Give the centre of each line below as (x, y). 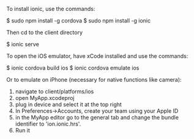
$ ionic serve (23, 44)
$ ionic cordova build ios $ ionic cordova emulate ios (73, 68)
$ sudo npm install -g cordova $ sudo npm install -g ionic (79, 20)
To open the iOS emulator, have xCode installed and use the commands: (97, 56)
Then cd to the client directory (45, 32)
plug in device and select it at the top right (69, 104)
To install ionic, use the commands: (51, 9)
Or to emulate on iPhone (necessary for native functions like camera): (94, 80)
